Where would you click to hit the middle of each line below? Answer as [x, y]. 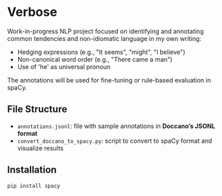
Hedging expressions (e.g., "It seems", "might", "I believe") [101, 52]
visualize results [40, 148]
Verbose [32, 12]
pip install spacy [34, 186]
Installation [32, 170]
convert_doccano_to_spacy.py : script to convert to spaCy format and [115, 141]
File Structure [37, 109]
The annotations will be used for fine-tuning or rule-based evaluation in [109, 80]
